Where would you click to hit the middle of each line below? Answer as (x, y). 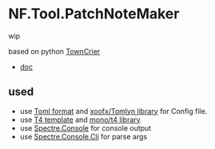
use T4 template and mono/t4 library (80, 120)
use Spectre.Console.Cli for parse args (84, 136)
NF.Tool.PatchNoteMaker (94, 14)
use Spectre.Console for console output (86, 127)
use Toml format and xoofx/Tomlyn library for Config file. (113, 111)
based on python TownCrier (54, 51)
